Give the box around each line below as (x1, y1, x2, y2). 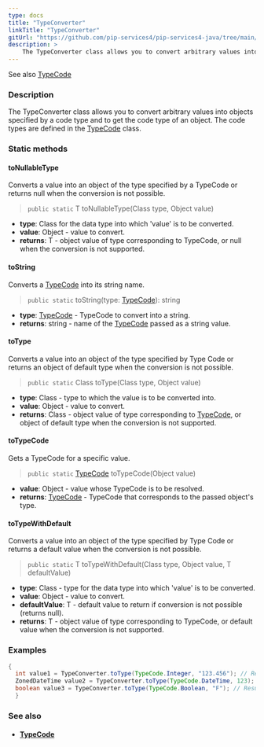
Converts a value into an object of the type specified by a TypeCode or (8, 180, 238, 190)
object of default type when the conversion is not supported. (19, 418, 217, 427)
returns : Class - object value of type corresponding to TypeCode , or (19, 410, 242, 419)
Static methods (8, 143, 68, 154)
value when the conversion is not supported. (19, 625, 164, 635)
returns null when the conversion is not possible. (8, 189, 166, 198)
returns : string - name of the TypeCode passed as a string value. (19, 318, 231, 328)
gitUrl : (8, 33, 34, 42)
